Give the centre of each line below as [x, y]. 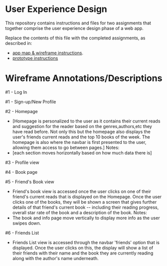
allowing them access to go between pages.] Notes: [66, 147]
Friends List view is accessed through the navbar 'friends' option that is [86, 242]
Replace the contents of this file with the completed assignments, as [75, 38]
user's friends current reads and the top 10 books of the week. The [81, 137]
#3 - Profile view [22, 162]
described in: [19, 43]
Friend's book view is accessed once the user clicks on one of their [82, 191]
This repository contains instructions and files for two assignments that [78, 23]
